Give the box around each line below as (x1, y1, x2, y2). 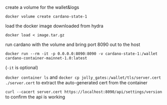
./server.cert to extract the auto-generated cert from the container (5, 80, 148, 85)
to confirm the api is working (5, 94, 65, 100)
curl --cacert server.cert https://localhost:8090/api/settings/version (5, 89, 162, 94)
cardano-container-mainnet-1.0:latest (5, 56, 87, 61)
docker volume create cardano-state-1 (5, 14, 87, 19)
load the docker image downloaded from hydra (5, 23, 104, 29)
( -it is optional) (5, 65, 39, 70)
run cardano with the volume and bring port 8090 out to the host (5, 41, 141, 47)
